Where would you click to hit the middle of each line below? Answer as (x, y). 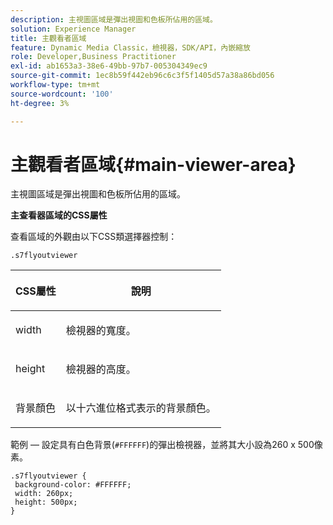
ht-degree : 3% (40, 103)
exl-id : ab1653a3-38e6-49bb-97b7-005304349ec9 (109, 66)
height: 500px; (46, 502)
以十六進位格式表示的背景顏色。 (141, 408)
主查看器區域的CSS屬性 (59, 215)
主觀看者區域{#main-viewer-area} (153, 164)
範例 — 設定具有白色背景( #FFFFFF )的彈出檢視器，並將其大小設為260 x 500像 (166, 445)
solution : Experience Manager (73, 29)
